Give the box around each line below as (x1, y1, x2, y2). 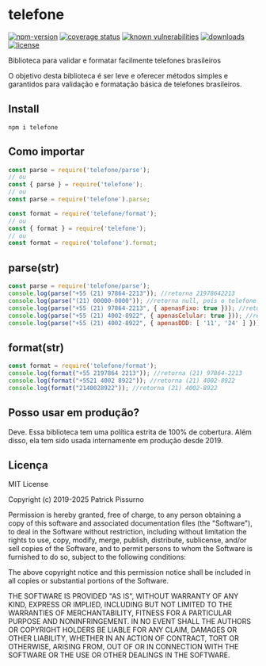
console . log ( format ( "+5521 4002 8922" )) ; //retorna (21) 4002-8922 (8, 377, 236, 385)
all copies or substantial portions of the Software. (8, 576, 169, 586)
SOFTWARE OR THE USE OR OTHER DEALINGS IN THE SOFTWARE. (8, 650, 230, 660)
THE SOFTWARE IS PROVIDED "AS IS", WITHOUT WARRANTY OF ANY (8, 591, 239, 601)
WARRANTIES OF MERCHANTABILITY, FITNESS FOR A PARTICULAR (8, 608, 232, 618)
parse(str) (8, 261, 59, 274)
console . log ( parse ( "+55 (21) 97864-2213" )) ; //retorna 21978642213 (8, 289, 236, 297)
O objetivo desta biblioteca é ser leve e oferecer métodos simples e (8, 71, 228, 80)
